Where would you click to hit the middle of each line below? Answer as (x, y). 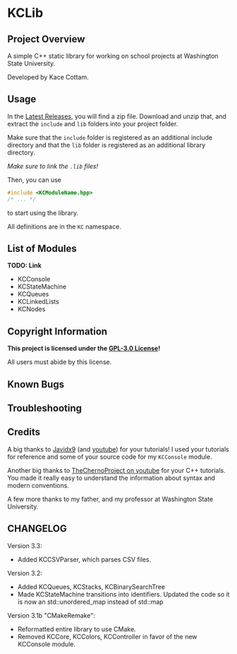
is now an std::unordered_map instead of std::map (90, 602)
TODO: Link (25, 265)
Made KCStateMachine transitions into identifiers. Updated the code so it (123, 594)
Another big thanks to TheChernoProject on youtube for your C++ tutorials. (116, 470)
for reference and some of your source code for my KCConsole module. (110, 456)
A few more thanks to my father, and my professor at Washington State (110, 499)
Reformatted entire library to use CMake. (77, 629)
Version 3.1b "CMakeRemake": (51, 615)
